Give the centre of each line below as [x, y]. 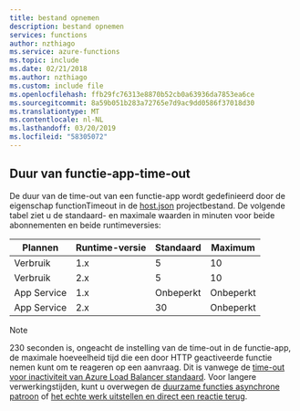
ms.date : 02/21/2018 [49, 69]
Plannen [41, 248]
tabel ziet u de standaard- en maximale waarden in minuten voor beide [142, 215]
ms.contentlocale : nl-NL [57, 120]
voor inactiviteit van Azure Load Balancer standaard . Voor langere [133, 376]
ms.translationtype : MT [55, 111]
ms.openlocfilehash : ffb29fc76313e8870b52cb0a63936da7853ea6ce [132, 94]
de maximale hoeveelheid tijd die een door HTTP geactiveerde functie [141, 357]
